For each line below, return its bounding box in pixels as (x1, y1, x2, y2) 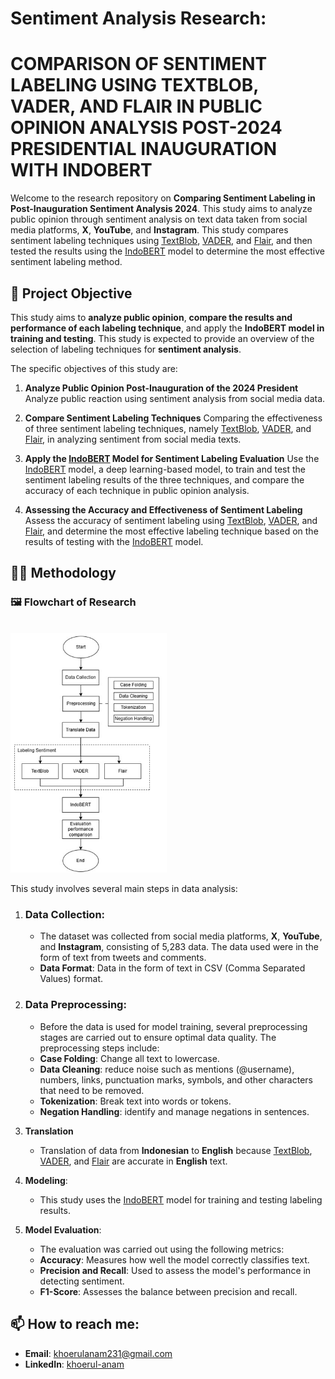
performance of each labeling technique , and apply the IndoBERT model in (10, 322, 325, 334)
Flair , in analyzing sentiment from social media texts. (24, 433, 242, 445)
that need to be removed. (39, 1084, 145, 1096)
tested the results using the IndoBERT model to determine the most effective (10, 245, 326, 257)
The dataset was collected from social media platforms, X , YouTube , (39, 930, 323, 942)
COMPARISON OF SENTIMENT (10, 53, 268, 76)
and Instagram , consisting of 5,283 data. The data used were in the (39, 941, 319, 953)
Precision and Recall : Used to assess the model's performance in (39, 1264, 312, 1276)
